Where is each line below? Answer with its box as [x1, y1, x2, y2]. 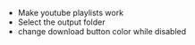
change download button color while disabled [17, 26, 187, 36]
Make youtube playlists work [17, 8, 123, 18]
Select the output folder [17, 17, 106, 27]
